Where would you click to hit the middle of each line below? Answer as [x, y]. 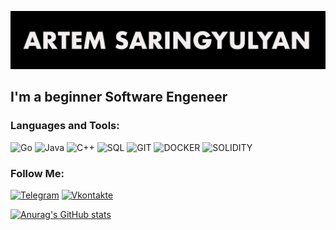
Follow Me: [37, 173]
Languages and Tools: [65, 126]
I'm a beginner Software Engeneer [119, 97]
